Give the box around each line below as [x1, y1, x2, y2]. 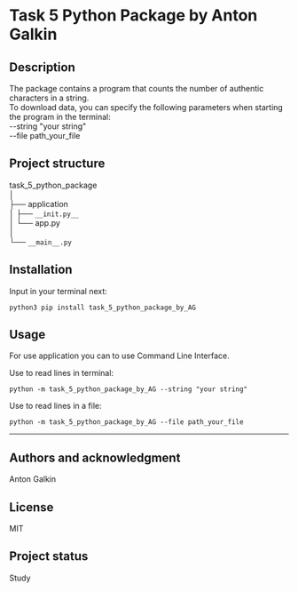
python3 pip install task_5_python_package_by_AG [9, 303, 197, 312]
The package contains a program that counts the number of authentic [9, 84, 264, 93]
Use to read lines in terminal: [9, 368, 114, 379]
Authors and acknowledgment [9, 450, 181, 465]
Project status [9, 548, 89, 564]
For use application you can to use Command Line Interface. [9, 350, 231, 361]
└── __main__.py [9, 236, 73, 247]
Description [9, 60, 75, 75]
